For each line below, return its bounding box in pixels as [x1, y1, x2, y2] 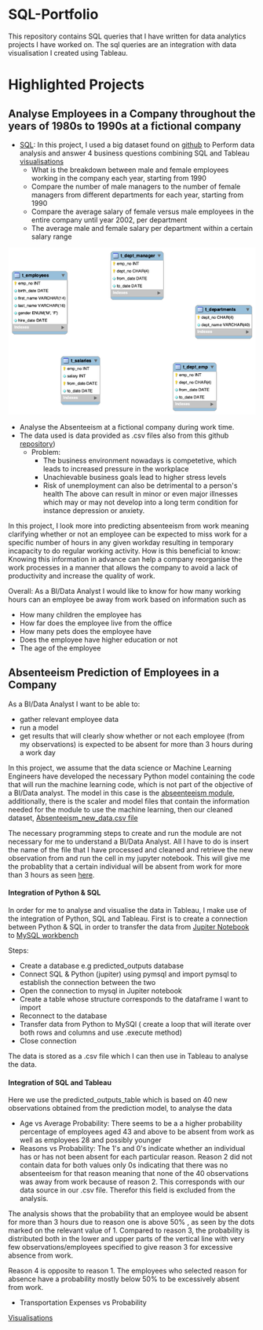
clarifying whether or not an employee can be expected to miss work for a [8, 529, 247, 539]
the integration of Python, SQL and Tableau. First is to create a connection [8, 914, 248, 923]
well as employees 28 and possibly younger [19, 1135, 163, 1145]
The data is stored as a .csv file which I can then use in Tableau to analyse [8, 1051, 249, 1061]
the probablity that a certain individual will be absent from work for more [8, 862, 243, 871]
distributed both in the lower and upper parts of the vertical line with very [8, 1234, 245, 1244]
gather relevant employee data [19, 714, 119, 724]
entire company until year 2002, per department [31, 214, 188, 225]
